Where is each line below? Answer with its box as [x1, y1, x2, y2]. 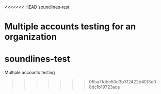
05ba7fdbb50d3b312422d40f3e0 [89, 79, 156, 85]
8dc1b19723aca [89, 84, 120, 90]
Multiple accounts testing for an [4, 21, 136, 32]
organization [4, 31, 57, 43]
